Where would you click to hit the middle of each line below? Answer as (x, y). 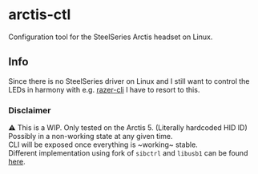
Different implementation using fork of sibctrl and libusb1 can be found (128, 153)
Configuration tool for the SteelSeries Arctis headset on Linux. (111, 37)
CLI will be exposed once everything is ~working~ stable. (103, 144)
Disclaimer (30, 110)
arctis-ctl (40, 15)
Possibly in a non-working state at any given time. (91, 136)
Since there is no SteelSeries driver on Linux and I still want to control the (129, 81)
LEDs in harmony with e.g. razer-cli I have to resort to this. (104, 89)
